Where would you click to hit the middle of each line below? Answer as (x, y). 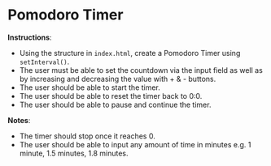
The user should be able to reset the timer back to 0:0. (111, 96)
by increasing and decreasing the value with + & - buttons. (118, 79)
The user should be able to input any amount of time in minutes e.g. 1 (135, 144)
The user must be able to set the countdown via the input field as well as (141, 70)
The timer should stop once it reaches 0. (87, 136)
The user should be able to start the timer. (90, 87)
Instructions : (30, 37)
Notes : (19, 120)
